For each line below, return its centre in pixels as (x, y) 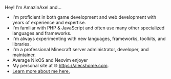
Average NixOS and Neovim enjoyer (50, 60)
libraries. (22, 44)
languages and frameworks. (42, 33)
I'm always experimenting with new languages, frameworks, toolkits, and (89, 38)
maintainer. (24, 55)
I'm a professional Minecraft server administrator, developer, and (80, 49)
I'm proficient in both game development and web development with (84, 17)
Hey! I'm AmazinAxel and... (33, 7)
